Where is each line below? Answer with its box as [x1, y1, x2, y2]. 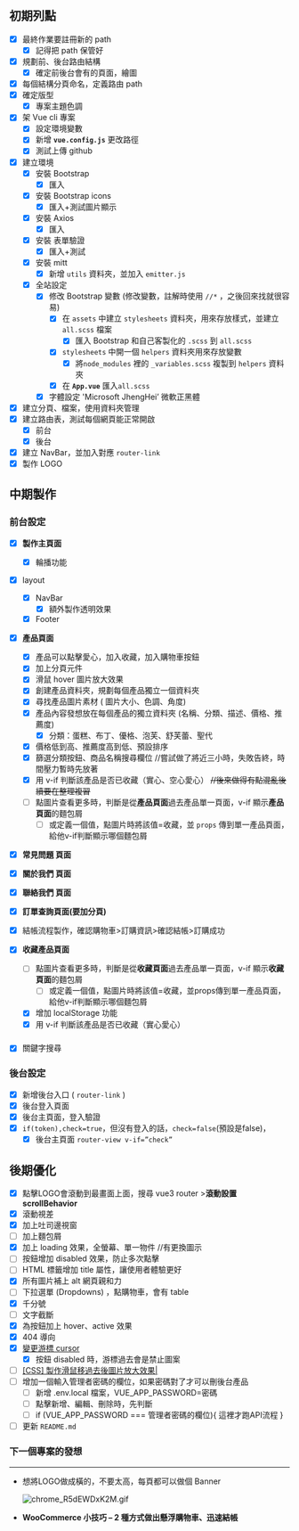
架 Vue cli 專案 [21, 112, 76, 123]
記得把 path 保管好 [35, 45, 104, 55]
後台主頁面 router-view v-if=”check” [35, 1134, 174, 1145]
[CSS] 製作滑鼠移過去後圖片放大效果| [21, 1364, 158, 1375]
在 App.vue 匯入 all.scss [61, 380, 150, 390]
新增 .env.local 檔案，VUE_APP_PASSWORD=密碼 [35, 1388, 218, 1398]
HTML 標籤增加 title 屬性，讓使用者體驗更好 [21, 1265, 182, 1275]
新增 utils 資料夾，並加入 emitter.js [48, 268, 186, 279]
